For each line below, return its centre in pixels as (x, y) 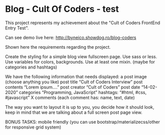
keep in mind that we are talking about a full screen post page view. (74, 112)
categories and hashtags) (31, 67)
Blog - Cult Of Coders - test (62, 9)
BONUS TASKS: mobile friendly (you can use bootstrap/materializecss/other (82, 122)
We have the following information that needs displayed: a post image (76, 76)
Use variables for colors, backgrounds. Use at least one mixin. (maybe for (80, 62)
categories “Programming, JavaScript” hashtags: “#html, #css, (83, 92)
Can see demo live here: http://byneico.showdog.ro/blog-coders (71, 37)
